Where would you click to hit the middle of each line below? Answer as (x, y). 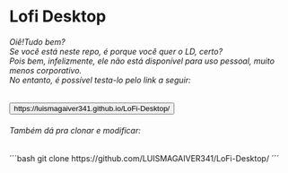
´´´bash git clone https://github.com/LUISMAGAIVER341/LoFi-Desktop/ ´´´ (144, 158)
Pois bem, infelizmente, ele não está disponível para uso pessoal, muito (142, 61)
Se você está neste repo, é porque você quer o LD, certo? (116, 51)
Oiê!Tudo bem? (37, 41)
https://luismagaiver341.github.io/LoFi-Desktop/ (92, 109)
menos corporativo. (46, 70)
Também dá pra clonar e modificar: (75, 130)
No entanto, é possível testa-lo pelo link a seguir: (100, 80)
